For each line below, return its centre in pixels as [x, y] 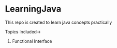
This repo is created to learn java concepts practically [58, 22]
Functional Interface [32, 41]
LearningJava [33, 9]
